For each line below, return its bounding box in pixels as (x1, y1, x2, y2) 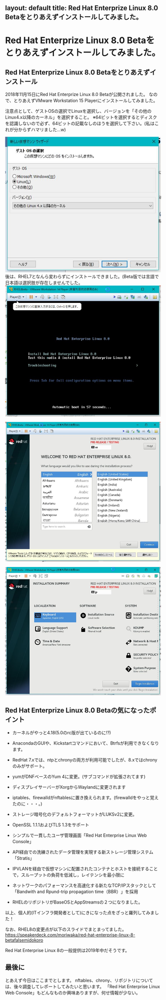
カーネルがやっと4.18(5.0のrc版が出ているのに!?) (12, 729, 111, 735)
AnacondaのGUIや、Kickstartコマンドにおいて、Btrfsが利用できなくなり (12, 740, 159, 746)
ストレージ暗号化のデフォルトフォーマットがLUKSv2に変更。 (12, 811, 137, 817)
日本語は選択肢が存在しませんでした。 (5, 280, 83, 286)
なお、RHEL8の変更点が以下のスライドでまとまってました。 (5, 926, 127, 932)
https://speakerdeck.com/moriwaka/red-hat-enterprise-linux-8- (5, 932, 135, 938)
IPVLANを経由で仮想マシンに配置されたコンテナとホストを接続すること (12, 865, 158, 871)
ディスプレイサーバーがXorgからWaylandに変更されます (12, 784, 126, 790)
